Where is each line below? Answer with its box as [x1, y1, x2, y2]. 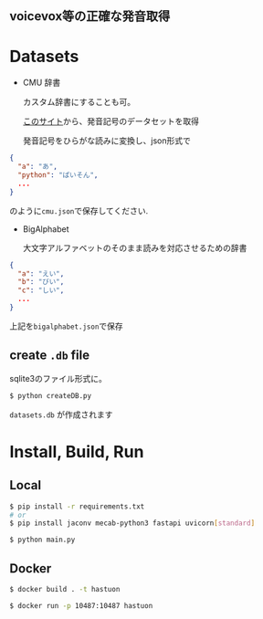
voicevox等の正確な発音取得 [9, 8, 171, 25]
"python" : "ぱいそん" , [17, 171, 99, 180]
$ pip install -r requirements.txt [9, 501, 145, 511]
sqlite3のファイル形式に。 [9, 372, 107, 383]
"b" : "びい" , [17, 278, 65, 287]
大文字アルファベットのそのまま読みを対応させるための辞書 [22, 242, 247, 253]
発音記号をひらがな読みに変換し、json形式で [22, 135, 192, 146]
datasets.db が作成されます [9, 409, 113, 420]
